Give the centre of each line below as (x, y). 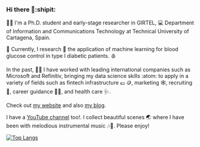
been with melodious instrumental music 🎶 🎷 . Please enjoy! (78, 126)
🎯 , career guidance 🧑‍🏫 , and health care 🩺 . (59, 92)
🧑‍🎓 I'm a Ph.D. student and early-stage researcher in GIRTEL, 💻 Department (100, 23)
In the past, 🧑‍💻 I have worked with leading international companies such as (99, 70)
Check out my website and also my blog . (56, 105)
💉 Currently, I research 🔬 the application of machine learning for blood (92, 49)
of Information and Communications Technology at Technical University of (98, 32)
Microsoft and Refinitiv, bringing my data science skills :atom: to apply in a (98, 76)
